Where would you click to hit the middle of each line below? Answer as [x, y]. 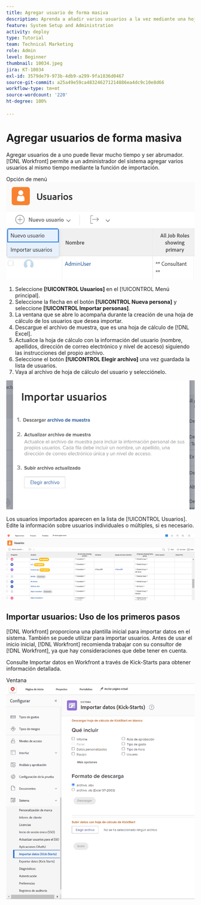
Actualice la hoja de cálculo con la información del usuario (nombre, [99, 340]
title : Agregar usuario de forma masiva [57, 13]
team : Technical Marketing [40, 44]
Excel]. [23, 334]
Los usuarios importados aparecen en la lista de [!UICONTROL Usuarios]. [97, 519]
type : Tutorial [25, 38]
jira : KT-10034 [25, 70]
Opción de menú [27, 179]
